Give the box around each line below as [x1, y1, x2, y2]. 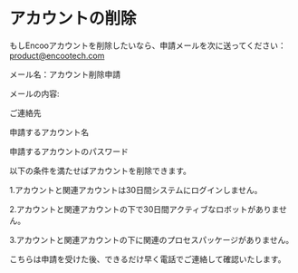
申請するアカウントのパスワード [9, 146, 129, 157]
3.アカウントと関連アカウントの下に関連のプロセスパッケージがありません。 [9, 234, 294, 245]
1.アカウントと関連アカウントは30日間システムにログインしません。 [9, 184, 263, 195]
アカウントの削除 [9, 8, 138, 29]
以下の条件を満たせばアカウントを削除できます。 [9, 165, 192, 176]
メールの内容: [9, 88, 61, 99]
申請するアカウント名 [9, 126, 89, 137]
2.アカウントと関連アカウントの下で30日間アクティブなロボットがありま [9, 203, 280, 214]
